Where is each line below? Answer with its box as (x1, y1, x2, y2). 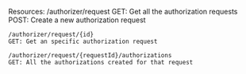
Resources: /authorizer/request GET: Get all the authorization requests (8, 7, 238, 16)
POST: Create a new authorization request (8, 15, 146, 25)
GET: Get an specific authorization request (8, 37, 158, 45)
